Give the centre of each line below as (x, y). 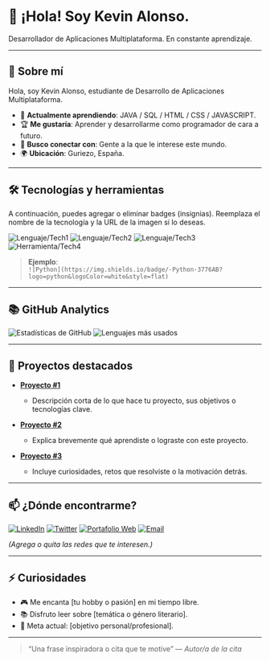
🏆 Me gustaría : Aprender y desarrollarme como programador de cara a (139, 124)
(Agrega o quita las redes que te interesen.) (80, 544)
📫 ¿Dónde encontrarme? (73, 505)
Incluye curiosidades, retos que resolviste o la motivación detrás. (139, 472)
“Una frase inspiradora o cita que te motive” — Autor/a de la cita (135, 649)
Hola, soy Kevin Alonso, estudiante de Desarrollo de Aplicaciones (117, 91)
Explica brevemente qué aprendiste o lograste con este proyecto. (140, 441)
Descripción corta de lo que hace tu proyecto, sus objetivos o (134, 400)
